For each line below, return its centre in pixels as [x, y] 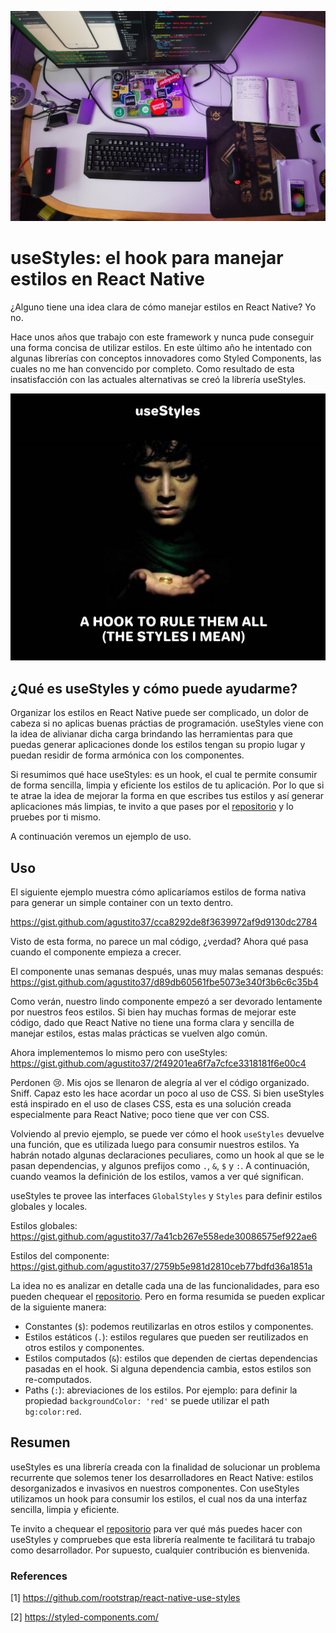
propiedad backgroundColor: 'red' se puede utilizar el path [147, 1401]
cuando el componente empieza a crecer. [96, 952]
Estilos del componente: [60, 1256]
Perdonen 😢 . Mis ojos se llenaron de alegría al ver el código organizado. [160, 1083]
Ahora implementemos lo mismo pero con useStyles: [119, 1053]
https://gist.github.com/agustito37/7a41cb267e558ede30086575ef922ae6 [164, 1237]
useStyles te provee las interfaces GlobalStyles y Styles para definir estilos [166, 1196]
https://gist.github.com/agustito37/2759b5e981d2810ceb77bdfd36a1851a [161, 1267]
